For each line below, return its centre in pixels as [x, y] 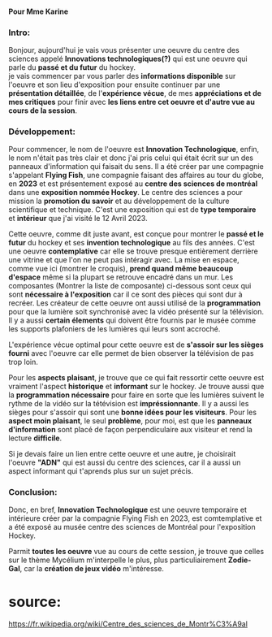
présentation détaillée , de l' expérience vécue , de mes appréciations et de [135, 93]
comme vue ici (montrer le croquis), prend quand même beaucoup [121, 269]
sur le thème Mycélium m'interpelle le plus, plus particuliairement [117, 560]
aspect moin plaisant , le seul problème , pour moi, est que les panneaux [130, 421]
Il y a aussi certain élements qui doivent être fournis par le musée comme [132, 320]
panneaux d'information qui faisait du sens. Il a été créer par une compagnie [136, 167]
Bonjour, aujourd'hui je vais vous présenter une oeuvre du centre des [124, 50]
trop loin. [24, 362]
